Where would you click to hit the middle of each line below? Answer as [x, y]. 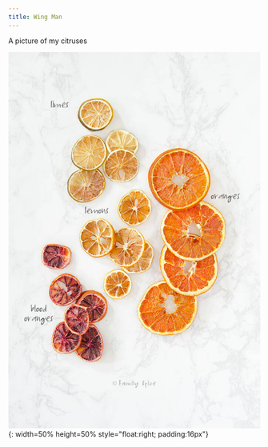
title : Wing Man [35, 17]
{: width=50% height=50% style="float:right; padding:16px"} [109, 434]
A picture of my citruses [48, 41]
